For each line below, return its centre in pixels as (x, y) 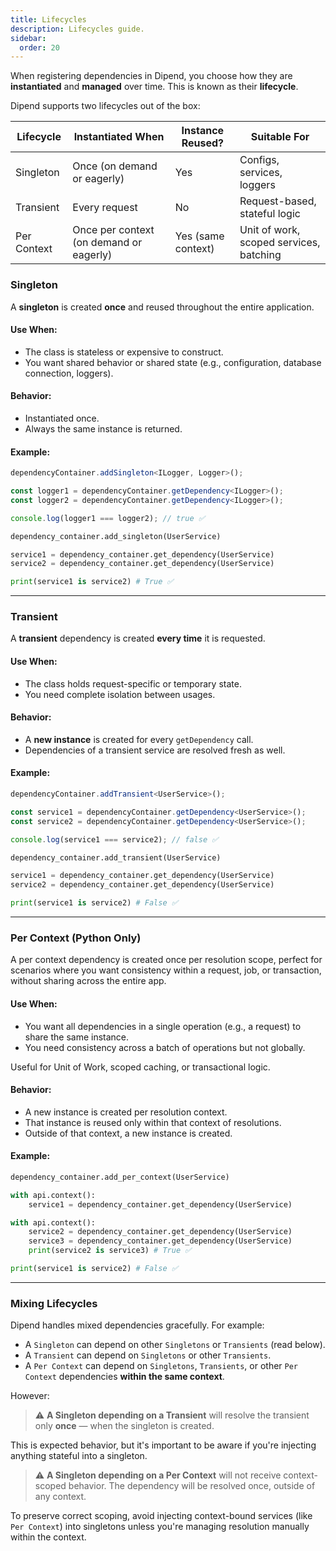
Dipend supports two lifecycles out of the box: (105, 106)
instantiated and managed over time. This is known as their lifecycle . (154, 87)
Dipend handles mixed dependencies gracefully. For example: (137, 1325)
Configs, (259, 160)
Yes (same (199, 236)
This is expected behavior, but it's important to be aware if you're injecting (163, 1445)
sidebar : (28, 38)
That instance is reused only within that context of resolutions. (153, 1122)
